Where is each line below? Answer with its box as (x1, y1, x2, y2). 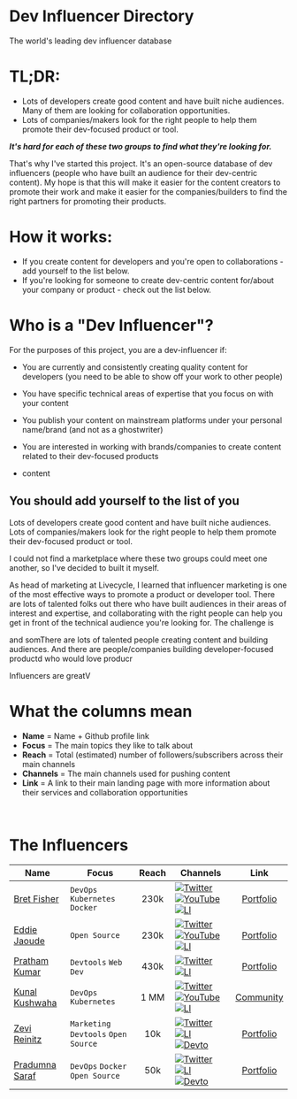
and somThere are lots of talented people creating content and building (9, 634, 269, 645)
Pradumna (13, 1059, 57, 1072)
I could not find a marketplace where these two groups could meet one (9, 553, 268, 564)
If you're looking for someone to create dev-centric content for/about (21, 274, 274, 285)
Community (235, 991, 284, 1003)
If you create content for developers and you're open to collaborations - (21, 256, 285, 266)
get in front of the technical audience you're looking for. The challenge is (9, 617, 274, 627)
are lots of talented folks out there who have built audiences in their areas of (9, 598, 287, 609)
